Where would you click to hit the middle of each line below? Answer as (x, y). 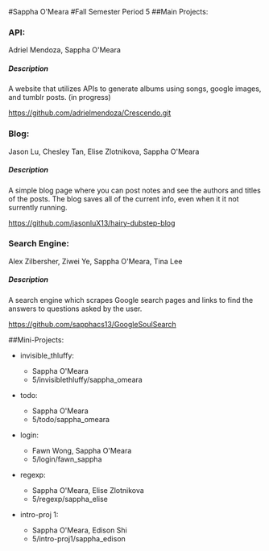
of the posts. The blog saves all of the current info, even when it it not (124, 199)
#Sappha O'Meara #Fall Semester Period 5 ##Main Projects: (108, 12)
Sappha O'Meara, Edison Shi (79, 530)
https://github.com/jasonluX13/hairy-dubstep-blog (92, 223)
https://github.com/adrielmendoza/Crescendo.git (90, 113)
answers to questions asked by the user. (75, 309)
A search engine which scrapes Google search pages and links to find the (131, 300)
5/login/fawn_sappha (67, 459)
